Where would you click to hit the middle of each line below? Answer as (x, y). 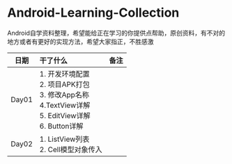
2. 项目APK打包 (65, 84)
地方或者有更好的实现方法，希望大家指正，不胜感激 (80, 41)
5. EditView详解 (65, 115)
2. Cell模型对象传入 (71, 149)
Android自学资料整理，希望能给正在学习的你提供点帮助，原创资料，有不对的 (116, 33)
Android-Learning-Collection (93, 13)
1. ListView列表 (64, 139)
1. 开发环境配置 (65, 74)
